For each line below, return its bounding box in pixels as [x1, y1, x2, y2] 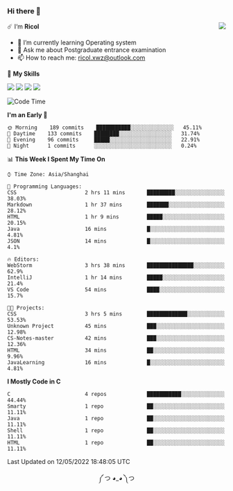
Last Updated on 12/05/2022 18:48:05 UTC [7, 458, 130, 466]
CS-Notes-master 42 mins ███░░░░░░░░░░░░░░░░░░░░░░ [7, 335, 225, 342]
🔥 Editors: [7, 256, 40, 263]
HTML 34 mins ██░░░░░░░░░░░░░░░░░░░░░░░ [7, 347, 225, 354]
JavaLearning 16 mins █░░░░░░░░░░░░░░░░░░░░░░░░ [7, 359, 225, 366]
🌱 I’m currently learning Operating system [17, 38, 137, 47]
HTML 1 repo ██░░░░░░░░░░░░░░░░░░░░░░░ [7, 440, 225, 447]
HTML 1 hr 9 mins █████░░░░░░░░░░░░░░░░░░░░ [7, 214, 225, 221]
